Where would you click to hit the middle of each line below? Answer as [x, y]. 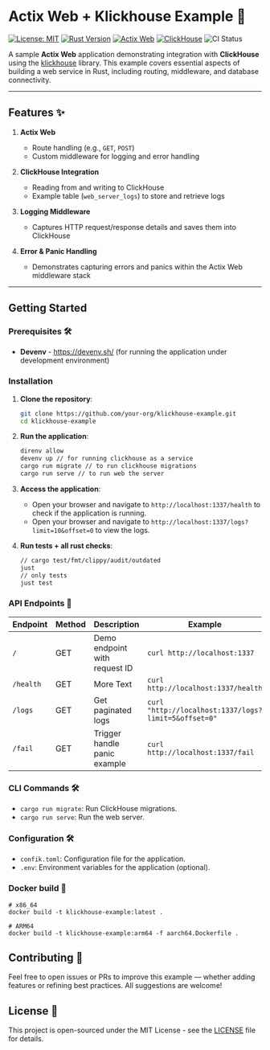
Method [71, 624]
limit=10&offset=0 [63, 531]
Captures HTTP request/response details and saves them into [134, 227]
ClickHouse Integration [59, 171]
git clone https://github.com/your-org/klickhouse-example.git [128, 413]
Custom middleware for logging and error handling [116, 156]
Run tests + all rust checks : [66, 545]
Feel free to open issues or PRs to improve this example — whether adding [132, 977]
